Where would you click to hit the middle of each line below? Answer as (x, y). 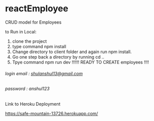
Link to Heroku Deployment (33, 104)
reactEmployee (37, 9)
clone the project (30, 41)
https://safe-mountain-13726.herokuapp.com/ (52, 113)
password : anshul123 (28, 89)
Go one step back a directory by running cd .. (58, 57)
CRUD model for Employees (33, 22)
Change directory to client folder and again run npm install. (72, 52)
